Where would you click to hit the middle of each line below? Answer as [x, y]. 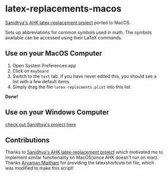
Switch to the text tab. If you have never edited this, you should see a [85, 76]
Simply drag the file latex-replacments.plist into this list [71, 87]
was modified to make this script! [39, 168]
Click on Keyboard [31, 71]
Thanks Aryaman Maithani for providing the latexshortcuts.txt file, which [80, 163]
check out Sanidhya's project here [41, 124]
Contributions [27, 140]
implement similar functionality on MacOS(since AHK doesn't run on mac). [82, 157]
